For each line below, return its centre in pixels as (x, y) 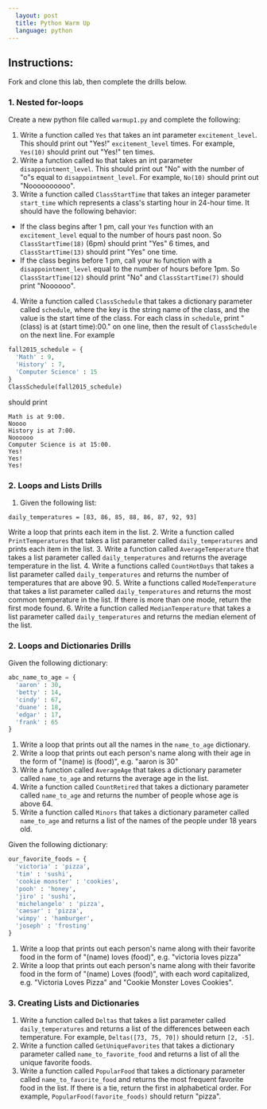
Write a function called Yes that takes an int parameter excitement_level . (138, 135)
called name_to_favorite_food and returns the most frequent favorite (132, 1080)
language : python (44, 30)
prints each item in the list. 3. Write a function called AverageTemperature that (133, 549)
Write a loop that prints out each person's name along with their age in (135, 753)
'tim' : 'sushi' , (44, 874)
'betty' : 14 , (39, 693)
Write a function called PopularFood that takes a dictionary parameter (132, 1071)
